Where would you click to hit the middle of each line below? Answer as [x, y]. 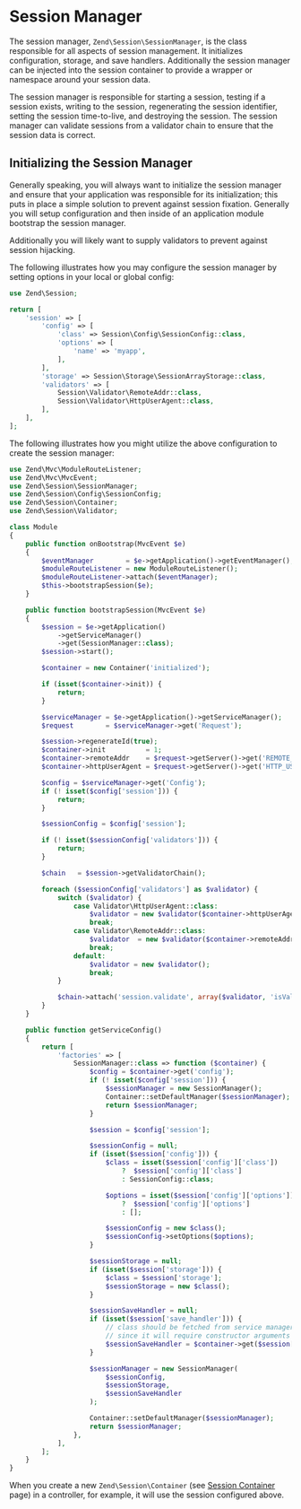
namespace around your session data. [80, 79]
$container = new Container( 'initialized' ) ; [126, 668]
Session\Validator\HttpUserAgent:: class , [136, 401]
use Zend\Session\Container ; [64, 503]
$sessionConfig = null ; [133, 1146]
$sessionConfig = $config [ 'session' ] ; [114, 824]
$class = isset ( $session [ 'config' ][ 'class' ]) [192, 1163]
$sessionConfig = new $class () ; [166, 1228]
